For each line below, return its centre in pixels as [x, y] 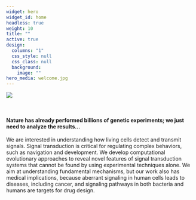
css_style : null [32, 56]
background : [27, 67]
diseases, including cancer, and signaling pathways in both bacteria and [95, 184]
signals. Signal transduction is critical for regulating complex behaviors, [94, 146]
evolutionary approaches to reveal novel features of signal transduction [94, 159]
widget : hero [22, 12]
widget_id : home [26, 17]
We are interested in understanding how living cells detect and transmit [94, 140]
